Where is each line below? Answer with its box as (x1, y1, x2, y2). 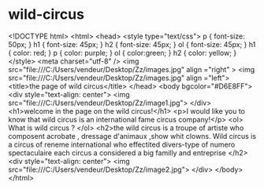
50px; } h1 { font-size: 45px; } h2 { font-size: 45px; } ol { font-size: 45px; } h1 (8, 39, 256, 49)
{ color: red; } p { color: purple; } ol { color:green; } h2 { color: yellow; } (8, 48, 237, 57)
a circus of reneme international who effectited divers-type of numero (8, 140, 236, 149)
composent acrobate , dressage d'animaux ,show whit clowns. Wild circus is (8, 131, 257, 140)
